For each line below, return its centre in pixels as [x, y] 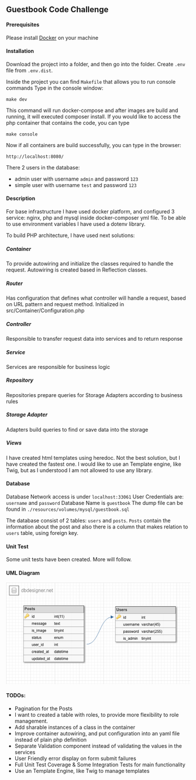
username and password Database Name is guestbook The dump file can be [94, 503]
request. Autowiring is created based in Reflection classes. [77, 270]
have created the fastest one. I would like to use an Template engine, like [94, 464]
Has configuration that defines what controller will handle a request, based [96, 298]
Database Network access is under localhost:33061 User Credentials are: [95, 496]
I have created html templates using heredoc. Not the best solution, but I [93, 457]
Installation [20, 51]
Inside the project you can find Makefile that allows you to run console [91, 82]
